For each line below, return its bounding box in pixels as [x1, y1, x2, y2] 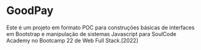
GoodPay [6, 4, 54, 18]
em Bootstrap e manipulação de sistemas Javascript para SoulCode [6, 30, 177, 37]
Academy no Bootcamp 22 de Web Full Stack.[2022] [6, 37, 139, 44]
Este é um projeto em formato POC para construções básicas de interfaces [6, 24, 195, 31]
